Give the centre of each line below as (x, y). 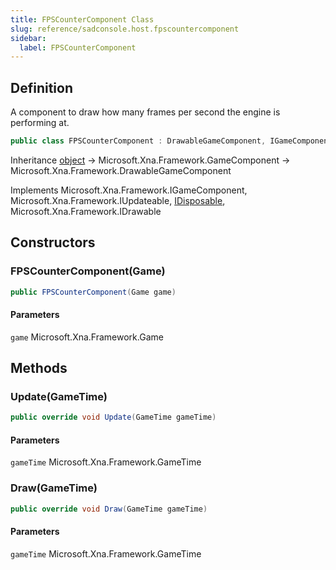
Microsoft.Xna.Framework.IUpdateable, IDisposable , (118, 200)
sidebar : (28, 38)
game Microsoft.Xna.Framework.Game (87, 337)
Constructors (53, 242)
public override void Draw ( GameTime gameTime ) (109, 509)
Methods (39, 368)
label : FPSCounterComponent (78, 47)
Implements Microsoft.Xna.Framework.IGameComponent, (129, 190)
